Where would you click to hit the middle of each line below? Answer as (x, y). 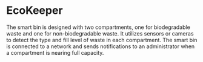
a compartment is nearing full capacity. (55, 52)
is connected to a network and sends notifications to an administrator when (101, 46)
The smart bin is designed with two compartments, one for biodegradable (98, 27)
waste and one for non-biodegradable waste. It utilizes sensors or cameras (100, 33)
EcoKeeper (35, 11)
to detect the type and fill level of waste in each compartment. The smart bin (102, 40)
